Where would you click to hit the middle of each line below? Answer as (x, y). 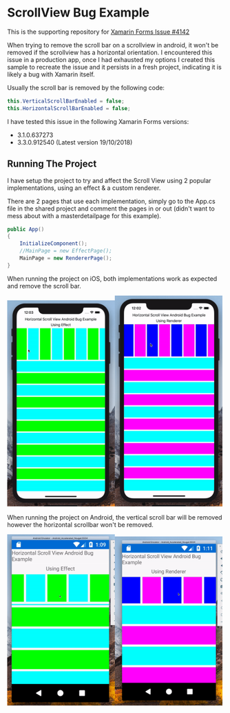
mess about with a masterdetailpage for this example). (84, 215)
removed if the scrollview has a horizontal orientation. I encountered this (110, 52)
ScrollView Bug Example (79, 13)
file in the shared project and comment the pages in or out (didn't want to (111, 209)
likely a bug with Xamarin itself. (51, 74)
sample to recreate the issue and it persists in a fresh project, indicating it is (114, 67)
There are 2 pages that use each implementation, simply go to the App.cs (111, 201)
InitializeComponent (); (54, 244)
